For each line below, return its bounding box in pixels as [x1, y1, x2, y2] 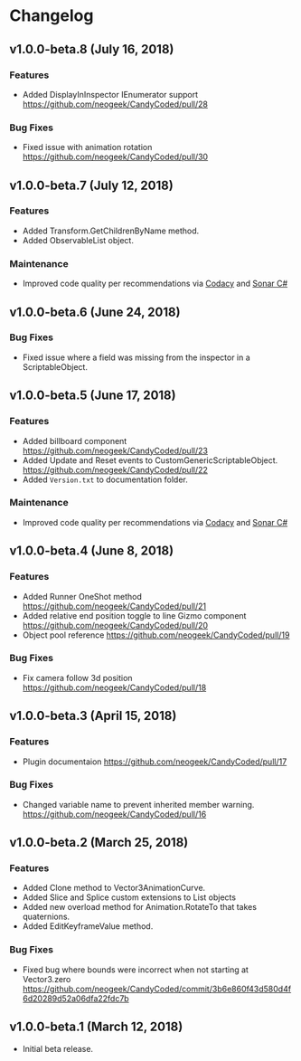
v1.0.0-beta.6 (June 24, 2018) [9, 304, 181, 319]
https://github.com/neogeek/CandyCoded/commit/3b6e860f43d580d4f [22, 983, 292, 994]
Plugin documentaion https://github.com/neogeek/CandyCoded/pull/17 [22, 756, 287, 767]
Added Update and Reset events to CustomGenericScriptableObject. [22, 454, 278, 466]
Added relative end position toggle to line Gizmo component [22, 610, 247, 620]
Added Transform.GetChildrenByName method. [22, 225, 200, 236]
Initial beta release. [22, 1043, 93, 1054]
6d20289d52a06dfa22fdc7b [22, 992, 129, 1004]
